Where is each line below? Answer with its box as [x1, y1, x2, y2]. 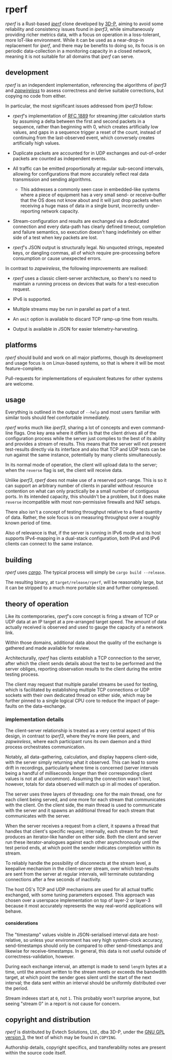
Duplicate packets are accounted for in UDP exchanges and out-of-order [12, 150, 167, 156]
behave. [5, 908, 23, 915]
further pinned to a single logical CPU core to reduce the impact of [5, 697, 146, 704]
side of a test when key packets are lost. [12, 234, 98, 240]
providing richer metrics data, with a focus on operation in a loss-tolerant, [5, 31, 161, 37]
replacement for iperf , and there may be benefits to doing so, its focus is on [5, 42, 165, 48]
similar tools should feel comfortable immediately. [5, 414, 110, 421]
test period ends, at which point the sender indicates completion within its [5, 845, 161, 851]
